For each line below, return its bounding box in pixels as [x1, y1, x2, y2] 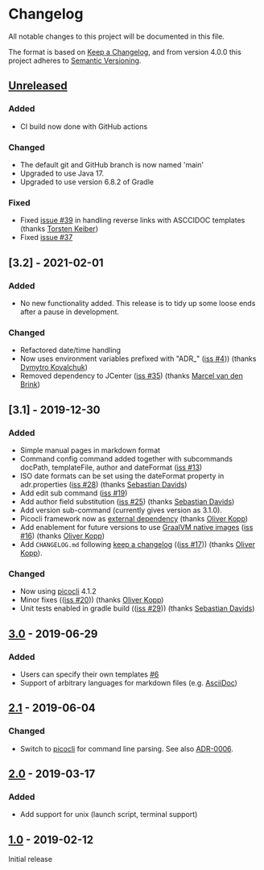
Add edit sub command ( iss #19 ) [19, 488, 128, 498]
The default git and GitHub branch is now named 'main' [19, 159, 204, 169]
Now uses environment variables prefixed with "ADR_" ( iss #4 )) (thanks [19, 354, 257, 363]
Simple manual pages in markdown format [19, 445, 161, 455]
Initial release [8, 855, 52, 864]
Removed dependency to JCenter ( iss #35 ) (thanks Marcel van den [19, 371, 244, 381]
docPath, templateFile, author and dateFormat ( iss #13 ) [19, 462, 203, 472]
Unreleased [8, 79, 68, 93]
